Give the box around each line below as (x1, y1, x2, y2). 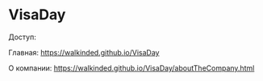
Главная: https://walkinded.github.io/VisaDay (8, 47, 160, 57)
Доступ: (8, 32, 36, 42)
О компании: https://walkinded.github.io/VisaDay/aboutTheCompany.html (8, 63, 255, 73)
